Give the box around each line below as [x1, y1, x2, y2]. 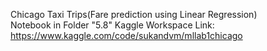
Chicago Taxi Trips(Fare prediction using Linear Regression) [10, 9, 258, 20]
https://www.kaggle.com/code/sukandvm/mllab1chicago [10, 30, 243, 41]
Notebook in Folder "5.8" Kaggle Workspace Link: [10, 19, 215, 31]
